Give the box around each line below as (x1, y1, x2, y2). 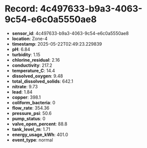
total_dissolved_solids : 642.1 (12, 78, 73, 84)
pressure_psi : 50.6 (12, 110, 52, 116)
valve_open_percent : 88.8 (12, 121, 68, 127)
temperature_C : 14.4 (12, 67, 56, 73)
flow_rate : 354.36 (12, 105, 50, 111)
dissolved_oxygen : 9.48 (12, 73, 63, 79)
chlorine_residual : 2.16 (12, 57, 60, 63)
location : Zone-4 (12, 36, 48, 42)
